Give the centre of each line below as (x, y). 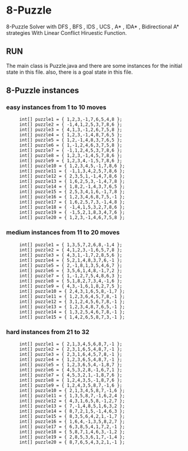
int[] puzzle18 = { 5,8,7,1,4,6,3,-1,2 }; (72, 432)
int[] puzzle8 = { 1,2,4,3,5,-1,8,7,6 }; (71, 380)
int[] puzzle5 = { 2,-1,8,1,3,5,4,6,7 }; (71, 265)
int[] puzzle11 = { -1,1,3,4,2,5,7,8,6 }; (72, 171)
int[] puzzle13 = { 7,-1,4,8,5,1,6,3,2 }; (72, 406)
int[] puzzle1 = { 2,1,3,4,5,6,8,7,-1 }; (71, 344)
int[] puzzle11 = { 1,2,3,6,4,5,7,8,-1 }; (72, 296)
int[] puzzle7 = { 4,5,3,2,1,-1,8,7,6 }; (71, 375)
